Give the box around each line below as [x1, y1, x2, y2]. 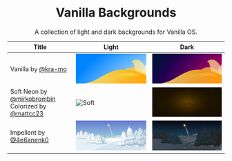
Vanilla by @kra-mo [10, 65, 67, 73]
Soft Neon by [10, 88, 48, 96]
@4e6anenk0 [10, 135, 50, 144]
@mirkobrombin [10, 95, 56, 103]
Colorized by [10, 102, 47, 111]
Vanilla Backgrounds [55, 5, 177, 21]
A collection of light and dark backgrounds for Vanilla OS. [34, 28, 198, 36]
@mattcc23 [10, 109, 43, 118]
